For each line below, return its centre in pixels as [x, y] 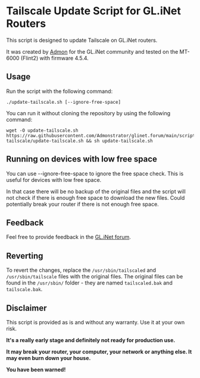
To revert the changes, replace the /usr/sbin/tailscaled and [81, 270]
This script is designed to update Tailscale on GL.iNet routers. [82, 40]
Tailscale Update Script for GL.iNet [94, 11]
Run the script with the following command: [60, 91]
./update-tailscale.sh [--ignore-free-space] [63, 102]
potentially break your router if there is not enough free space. [82, 204]
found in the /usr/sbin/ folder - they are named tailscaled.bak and [89, 283]
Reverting [25, 255]
